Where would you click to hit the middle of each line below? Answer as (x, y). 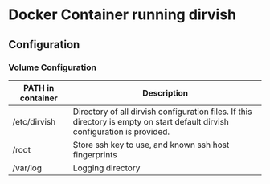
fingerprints (95, 154)
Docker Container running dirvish (123, 15)
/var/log (27, 168)
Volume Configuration (52, 67)
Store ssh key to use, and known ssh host (151, 145)
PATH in (39, 88)
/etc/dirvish (34, 121)
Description (166, 92)
